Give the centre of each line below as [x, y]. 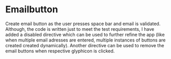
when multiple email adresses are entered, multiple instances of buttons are [85, 40]
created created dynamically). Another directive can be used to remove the [85, 45]
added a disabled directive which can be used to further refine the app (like [85, 34]
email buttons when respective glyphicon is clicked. [60, 51]
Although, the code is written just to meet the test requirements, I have [80, 29]
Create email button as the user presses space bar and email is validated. [83, 24]
